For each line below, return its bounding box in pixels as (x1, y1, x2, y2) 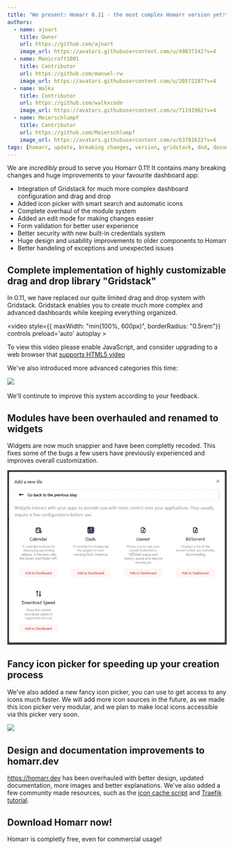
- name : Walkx (13, 84, 54, 92)
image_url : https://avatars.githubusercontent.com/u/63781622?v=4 (19, 136, 217, 143)
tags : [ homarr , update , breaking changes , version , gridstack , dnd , (7, 144, 210, 151)
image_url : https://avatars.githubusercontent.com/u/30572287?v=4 (19, 77, 217, 84)
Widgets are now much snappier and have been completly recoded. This (7, 442, 216, 449)
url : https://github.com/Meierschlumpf (19, 129, 136, 136)
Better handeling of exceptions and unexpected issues (17, 244, 174, 253)
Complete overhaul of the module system (17, 207, 136, 216)
